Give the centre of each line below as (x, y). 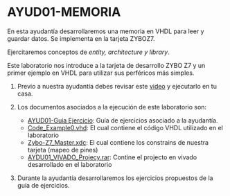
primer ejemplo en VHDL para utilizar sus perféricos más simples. (101, 73)
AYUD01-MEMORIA (64, 12)
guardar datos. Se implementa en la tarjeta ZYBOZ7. (81, 38)
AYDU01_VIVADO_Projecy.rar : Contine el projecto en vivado (112, 157)
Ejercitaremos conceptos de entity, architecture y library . (88, 52)
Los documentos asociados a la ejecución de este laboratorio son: (112, 107)
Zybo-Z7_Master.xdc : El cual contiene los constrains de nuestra (118, 142)
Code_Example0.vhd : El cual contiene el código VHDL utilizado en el (125, 127)
